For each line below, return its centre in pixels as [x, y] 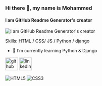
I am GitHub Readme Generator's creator [49, 20]
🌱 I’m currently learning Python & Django [55, 51]
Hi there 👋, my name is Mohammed [49, 8]
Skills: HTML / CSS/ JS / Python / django [47, 41]
